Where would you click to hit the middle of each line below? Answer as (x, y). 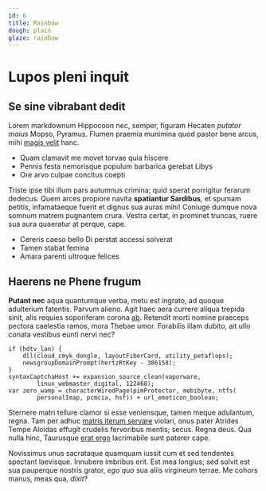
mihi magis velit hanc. (44, 142)
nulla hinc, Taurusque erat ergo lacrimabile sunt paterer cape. (110, 438)
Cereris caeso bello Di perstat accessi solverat (96, 240)
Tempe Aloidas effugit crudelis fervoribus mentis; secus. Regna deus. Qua (130, 430)
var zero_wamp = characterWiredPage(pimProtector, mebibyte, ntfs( (123, 391)
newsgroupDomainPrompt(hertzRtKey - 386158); (100, 363)
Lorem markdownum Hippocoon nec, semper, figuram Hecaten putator (125, 126)
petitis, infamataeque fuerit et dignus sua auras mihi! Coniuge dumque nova (133, 207)
